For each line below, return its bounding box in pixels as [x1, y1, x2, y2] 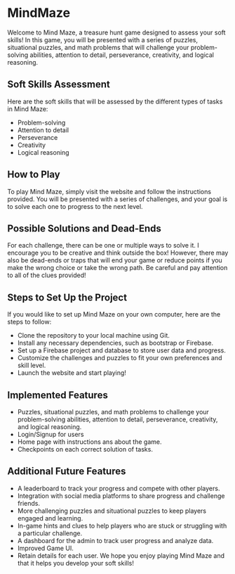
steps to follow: [7, 318, 52, 326]
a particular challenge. [17, 529, 83, 537]
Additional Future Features [7, 466, 126, 478]
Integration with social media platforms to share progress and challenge [17, 491, 225, 500]
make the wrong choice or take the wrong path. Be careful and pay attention [7, 264, 228, 272]
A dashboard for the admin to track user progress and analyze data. [17, 536, 214, 544]
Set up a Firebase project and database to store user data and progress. [17, 346, 226, 355]
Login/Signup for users [17, 431, 84, 438]
